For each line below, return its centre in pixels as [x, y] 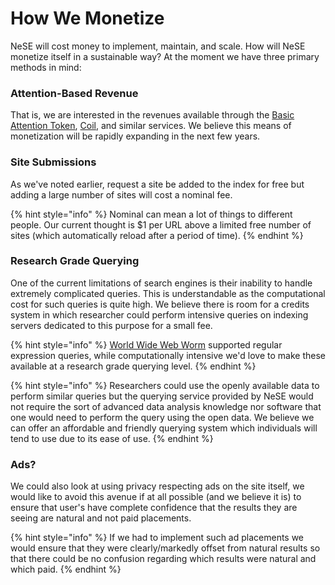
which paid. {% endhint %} [66, 569]
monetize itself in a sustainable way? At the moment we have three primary [165, 56]
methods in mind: [46, 67]
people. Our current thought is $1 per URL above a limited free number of [161, 224]
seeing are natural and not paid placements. [101, 518]
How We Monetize [87, 18]
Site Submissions [53, 162]
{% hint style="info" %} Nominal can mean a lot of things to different [151, 214]
